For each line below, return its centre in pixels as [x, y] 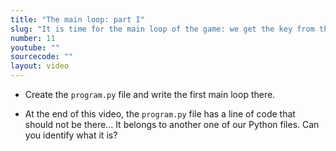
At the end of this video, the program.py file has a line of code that [160, 114]
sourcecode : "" [42, 57]
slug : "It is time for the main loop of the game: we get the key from [162, 29]
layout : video [40, 66]
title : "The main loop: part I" [77, 19]
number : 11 [33, 38]
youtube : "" [35, 47]
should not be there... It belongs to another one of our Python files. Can [172, 124]
